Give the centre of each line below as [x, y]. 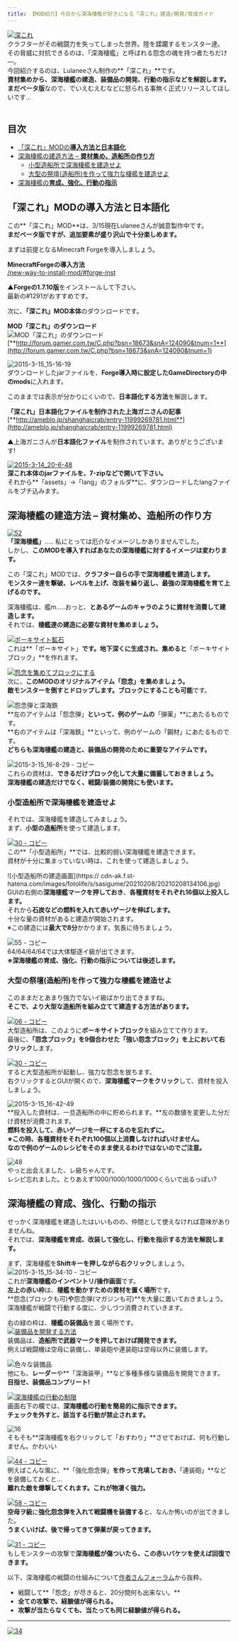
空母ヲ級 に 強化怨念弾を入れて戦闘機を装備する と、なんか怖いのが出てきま [116, 1512]
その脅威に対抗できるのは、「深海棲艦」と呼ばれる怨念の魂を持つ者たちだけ [118, 52]
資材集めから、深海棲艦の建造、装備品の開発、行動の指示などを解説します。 [119, 79]
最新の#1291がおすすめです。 [50, 296]
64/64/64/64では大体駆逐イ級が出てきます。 [73, 952]
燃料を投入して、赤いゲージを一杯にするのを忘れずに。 [88, 1130]
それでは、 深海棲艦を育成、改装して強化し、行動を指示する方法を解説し [113, 1239]
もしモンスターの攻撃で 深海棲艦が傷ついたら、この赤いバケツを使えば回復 [116, 1553]
